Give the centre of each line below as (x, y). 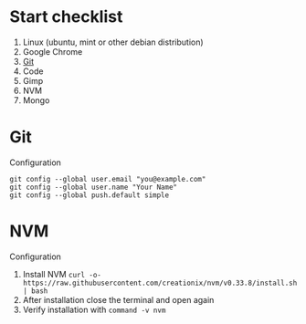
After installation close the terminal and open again (118, 299)
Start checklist (66, 17)
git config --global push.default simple (90, 195)
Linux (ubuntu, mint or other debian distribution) (113, 42)
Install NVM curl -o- (62, 274)
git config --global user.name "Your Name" (94, 187)
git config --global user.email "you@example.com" (108, 179)
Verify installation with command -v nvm (94, 309)
